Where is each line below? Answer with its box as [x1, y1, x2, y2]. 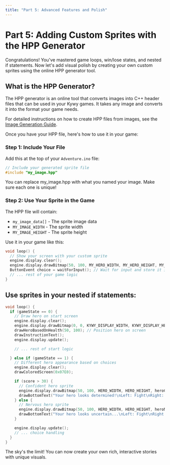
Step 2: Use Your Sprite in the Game [5, 197, 95, 204]
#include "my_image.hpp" [5, 170, 58, 175]
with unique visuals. [5, 454, 47, 460]
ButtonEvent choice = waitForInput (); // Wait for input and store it [10, 268, 162, 273]
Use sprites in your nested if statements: [5, 291, 137, 300]
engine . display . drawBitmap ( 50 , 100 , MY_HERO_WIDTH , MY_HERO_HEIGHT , [10, 263, 157, 268]
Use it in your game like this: [5, 239, 64, 245]
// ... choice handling [14, 430, 65, 435]
